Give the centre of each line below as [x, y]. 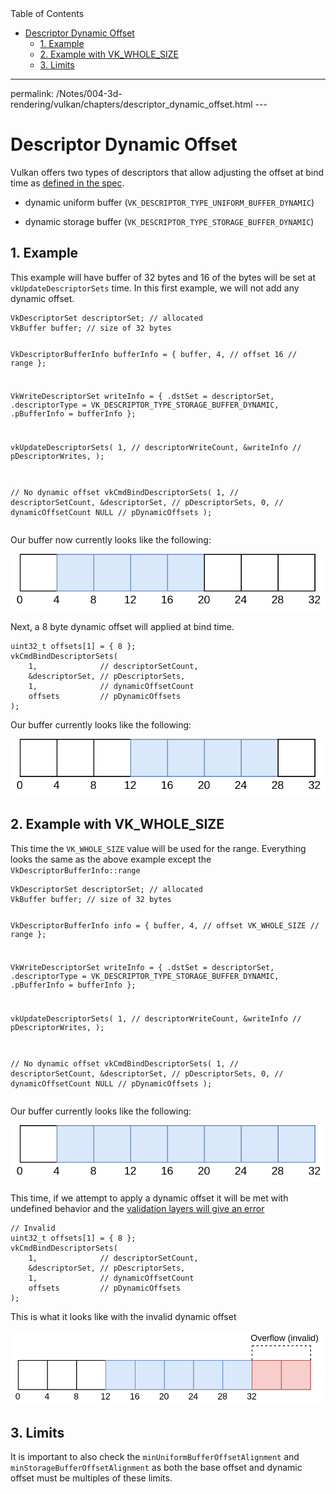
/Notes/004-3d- [89, 93]
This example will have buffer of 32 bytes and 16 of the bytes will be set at [163, 277]
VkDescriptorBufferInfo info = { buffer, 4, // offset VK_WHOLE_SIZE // [165, 925]
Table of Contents [47, 13]
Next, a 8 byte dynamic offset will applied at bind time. [122, 627]
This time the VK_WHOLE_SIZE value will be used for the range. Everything [158, 848]
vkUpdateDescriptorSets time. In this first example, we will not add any [155, 288]
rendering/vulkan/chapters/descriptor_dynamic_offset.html [131, 104]
